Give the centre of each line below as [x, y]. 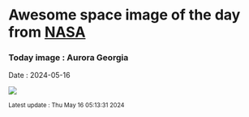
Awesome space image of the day [124, 15]
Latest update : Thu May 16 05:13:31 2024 [67, 106]
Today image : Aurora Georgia [69, 58]
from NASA [47, 32]
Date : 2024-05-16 [39, 76]
